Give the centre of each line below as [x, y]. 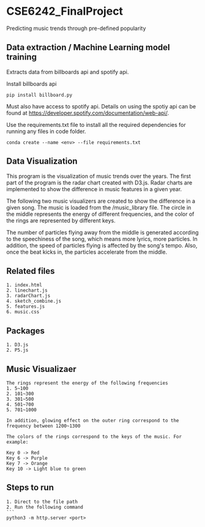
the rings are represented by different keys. [61, 220]
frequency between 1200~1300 [43, 426]
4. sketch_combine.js [34, 301]
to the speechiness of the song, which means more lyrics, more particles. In [102, 239]
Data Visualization [42, 161]
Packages [25, 331]
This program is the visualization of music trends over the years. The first [99, 176]
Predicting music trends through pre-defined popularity [76, 28]
